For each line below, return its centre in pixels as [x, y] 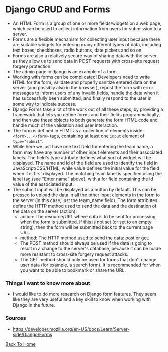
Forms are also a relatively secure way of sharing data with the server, [85, 55]
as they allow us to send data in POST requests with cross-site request [86, 61]
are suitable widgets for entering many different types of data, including [87, 44]
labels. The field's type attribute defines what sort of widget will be [82, 157]
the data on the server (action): [45, 211]
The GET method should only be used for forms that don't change [88, 259]
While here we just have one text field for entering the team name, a [83, 146]
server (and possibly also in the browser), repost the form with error [83, 87]
